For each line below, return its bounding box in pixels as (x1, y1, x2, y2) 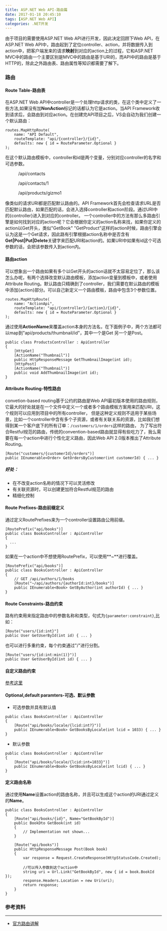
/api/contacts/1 (18, 180, 49, 187)
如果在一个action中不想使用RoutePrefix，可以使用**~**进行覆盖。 (5, 553, 141, 559)
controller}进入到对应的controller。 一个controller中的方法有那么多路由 (11, 212, 156, 219)
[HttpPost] (14, 361, 37, 366)
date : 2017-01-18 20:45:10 (5, 12, 61, 17)
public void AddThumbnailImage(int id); (14, 370, 99, 375)
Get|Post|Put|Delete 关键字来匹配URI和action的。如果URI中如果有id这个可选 (5, 237, 162, 244)
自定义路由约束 (5, 668, 36, 674)
